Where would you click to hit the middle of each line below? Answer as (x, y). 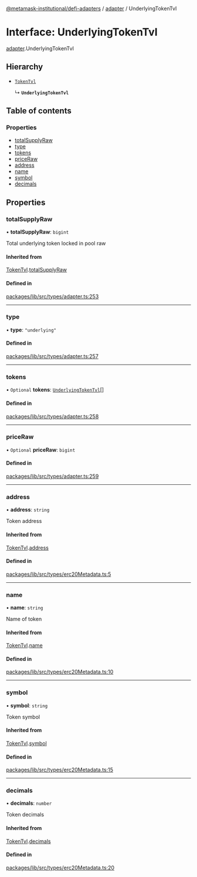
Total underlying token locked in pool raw (56, 244)
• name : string (25, 608)
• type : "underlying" (31, 330)
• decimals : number (29, 803)
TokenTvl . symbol (26, 743)
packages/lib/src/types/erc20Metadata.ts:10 (60, 672)
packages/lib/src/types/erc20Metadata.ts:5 (59, 574)
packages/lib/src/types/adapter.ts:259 (52, 476)
